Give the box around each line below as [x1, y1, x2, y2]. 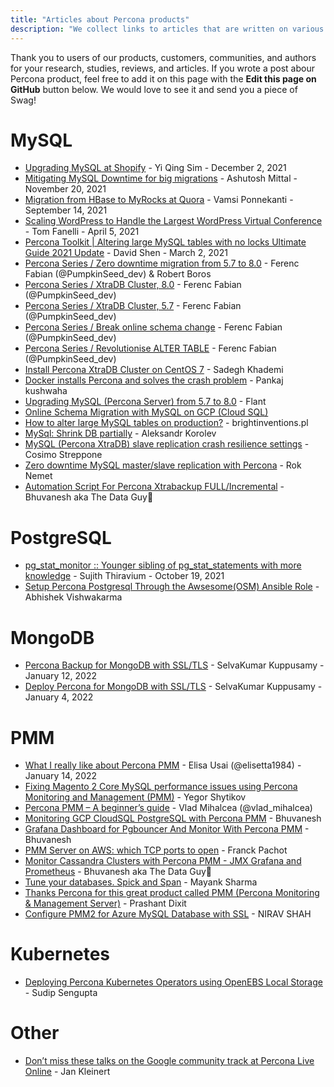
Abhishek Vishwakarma [24, 591, 123, 603]
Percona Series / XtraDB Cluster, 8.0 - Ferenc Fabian [24, 279, 242, 291]
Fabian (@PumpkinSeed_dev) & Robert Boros [24, 268, 212, 280]
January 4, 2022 [24, 691, 94, 703]
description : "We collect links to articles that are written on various [10, 24, 325, 34]
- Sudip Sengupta [24, 987, 98, 999]
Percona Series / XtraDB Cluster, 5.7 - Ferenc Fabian [24, 300, 242, 312]
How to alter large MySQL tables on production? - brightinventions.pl [24, 417, 309, 429]
